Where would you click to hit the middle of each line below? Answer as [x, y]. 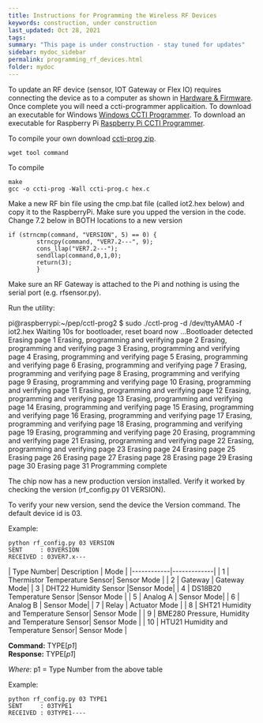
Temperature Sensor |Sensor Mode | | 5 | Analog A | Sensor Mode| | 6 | [124, 597]
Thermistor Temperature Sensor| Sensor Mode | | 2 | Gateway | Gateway [126, 580]
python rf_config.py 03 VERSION [61, 543]
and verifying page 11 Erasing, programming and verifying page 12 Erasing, [130, 390]
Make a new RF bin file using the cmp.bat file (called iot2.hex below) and [126, 203]
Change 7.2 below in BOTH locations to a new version [96, 220]
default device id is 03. [45, 513]
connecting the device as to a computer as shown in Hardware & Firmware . [131, 98]
